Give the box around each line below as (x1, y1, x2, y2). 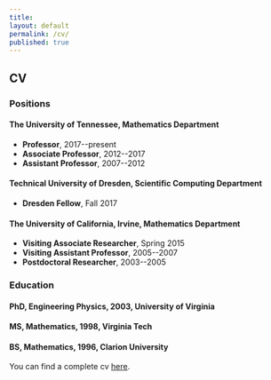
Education (9, 279, 55, 291)
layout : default (9, 21, 69, 30)
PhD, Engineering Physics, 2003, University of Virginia (9, 301, 215, 312)
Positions (9, 97, 51, 109)
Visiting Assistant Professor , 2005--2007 (21, 248, 178, 258)
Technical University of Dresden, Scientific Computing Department (9, 178, 262, 189)
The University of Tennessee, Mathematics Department (9, 119, 219, 130)
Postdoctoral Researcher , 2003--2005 (21, 257, 167, 267)
